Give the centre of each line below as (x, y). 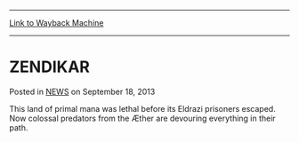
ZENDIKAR (50, 67)
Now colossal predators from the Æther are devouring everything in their (142, 118)
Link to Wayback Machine (57, 23)
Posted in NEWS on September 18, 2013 (82, 91)
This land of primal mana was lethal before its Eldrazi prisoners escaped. (142, 108)
